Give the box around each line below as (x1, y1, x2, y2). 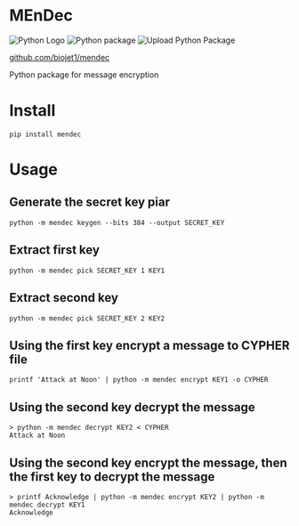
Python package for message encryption (9, 69, 159, 80)
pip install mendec (9, 130, 82, 139)
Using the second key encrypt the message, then (9, 455, 287, 470)
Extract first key (9, 242, 101, 258)
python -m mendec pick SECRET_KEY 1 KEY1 (9, 266, 166, 275)
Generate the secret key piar (9, 195, 171, 210)
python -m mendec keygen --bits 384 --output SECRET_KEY (9, 218, 225, 227)
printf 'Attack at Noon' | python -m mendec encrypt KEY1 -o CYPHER (9, 376, 269, 384)
